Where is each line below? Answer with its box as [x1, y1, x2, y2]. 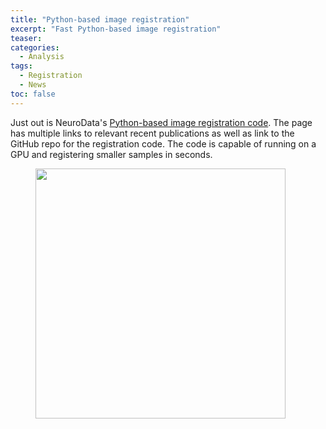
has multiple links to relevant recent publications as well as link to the [10, 127, 295, 139]
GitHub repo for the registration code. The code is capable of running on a [10, 137, 317, 150]
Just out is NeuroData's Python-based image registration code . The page [10, 116, 313, 128]
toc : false [10, 89, 56, 99]
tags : [10, 61, 33, 71]
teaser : [10, 33, 43, 43]
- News [19, 80, 47, 90]
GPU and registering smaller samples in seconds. [10, 148, 213, 160]
